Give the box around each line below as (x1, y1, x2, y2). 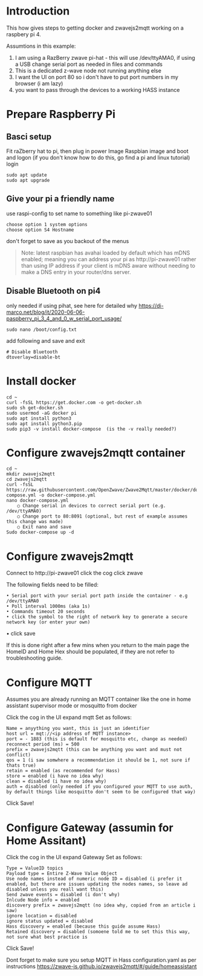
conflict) (6, 752, 31, 758)
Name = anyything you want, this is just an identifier (6, 726, 150, 732)
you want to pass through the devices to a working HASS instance (14, 86, 180, 93)
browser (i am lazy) (14, 80, 63, 87)
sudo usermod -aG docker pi (6, 410, 77, 416)
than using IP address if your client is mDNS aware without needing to (21, 262, 195, 269)
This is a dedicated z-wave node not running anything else (14, 67, 162, 74)
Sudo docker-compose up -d (6, 529, 74, 536)
